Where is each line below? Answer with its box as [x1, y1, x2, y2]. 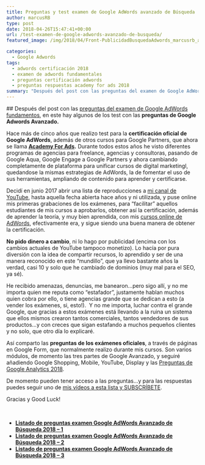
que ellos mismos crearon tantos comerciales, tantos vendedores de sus [6, 315, 189, 321]
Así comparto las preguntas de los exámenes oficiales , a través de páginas [6, 340, 198, 346]
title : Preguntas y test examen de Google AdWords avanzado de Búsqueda [6, 9, 195, 15]
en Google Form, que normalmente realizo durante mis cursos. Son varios [6, 346, 192, 353]
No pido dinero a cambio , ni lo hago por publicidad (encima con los [6, 238, 176, 245]
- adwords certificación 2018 [12, 65, 88, 71]
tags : [6, 59, 20, 66]
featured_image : [6, 37, 48, 43]
